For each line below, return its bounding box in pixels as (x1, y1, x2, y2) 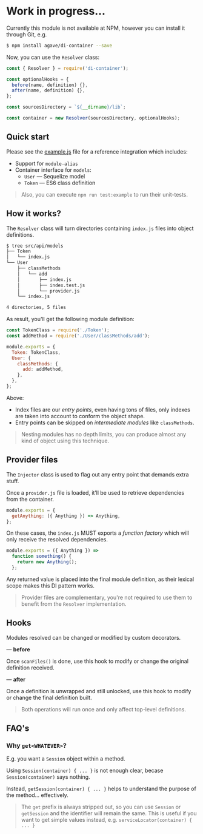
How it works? (6, 208, 62, 219)
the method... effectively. (6, 792, 68, 799)
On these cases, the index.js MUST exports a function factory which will (6, 529, 189, 537)
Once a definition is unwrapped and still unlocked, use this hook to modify (6, 687, 191, 694)
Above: (6, 394, 24, 401)
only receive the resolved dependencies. (6, 536, 108, 543)
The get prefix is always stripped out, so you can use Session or (21, 803, 181, 811)
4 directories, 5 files (6, 305, 67, 311)
